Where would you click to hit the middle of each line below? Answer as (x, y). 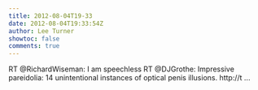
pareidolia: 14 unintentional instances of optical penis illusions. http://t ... (129, 78)
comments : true (34, 46)
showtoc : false (34, 39)
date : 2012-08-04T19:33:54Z (56, 24)
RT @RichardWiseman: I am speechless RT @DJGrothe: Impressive (121, 69)
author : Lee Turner (42, 31)
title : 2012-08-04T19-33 (50, 16)
